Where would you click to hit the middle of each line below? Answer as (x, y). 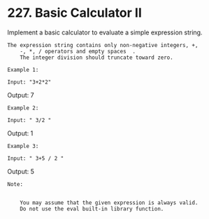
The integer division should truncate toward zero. (96, 58)
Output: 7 (21, 95)
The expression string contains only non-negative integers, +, (103, 45)
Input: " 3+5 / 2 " (36, 158)
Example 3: (23, 146)
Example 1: (23, 69)
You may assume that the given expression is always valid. (109, 203)
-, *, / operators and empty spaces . (78, 51)
